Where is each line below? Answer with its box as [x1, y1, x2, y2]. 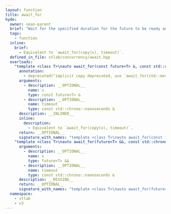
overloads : [10, 59, 33, 64]
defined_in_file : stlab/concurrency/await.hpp [10, 54, 110, 60]
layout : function [5, 7, 42, 13]
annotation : [18, 69, 44, 74]
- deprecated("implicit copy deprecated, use [23, 74, 122, 79]
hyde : [5, 17, 17, 22]
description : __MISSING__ [18, 177, 74, 183]
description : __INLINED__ [18, 111, 74, 117]
